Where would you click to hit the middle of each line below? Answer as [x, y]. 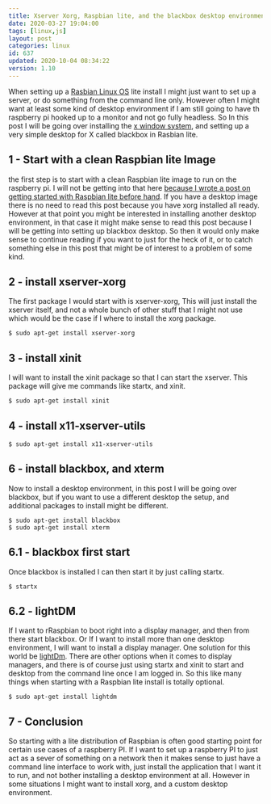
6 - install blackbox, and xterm [86, 469]
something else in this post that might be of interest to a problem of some [130, 248]
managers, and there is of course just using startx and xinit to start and [126, 665]
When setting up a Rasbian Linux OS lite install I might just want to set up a [132, 91]
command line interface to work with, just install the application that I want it [135, 767]
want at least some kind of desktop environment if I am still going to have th [134, 108]
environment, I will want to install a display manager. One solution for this [129, 648]
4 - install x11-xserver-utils [77, 425]
